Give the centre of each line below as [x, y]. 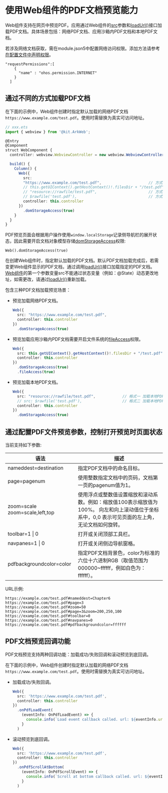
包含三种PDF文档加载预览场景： [38, 290]
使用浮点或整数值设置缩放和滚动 [115, 494]
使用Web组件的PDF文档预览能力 [72, 10]
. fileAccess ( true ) [36, 372]
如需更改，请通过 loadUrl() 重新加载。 [51, 280]
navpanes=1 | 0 [26, 543]
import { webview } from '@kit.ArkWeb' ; [48, 132]
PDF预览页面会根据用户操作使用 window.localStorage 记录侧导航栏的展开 [79, 235]
